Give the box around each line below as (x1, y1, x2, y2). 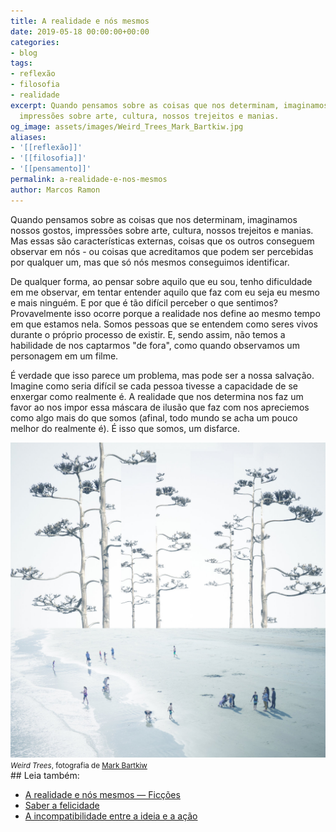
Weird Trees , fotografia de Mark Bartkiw (10, 760, 148, 770)
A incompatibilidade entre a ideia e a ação (24, 810, 198, 822)
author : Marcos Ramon (10, 185, 101, 195)
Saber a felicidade (24, 799, 100, 811)
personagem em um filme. (10, 350, 119, 362)
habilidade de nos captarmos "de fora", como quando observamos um (10, 339, 300, 351)
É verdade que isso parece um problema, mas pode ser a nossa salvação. (10, 369, 315, 381)
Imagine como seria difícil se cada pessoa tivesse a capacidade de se (10, 380, 299, 392)
